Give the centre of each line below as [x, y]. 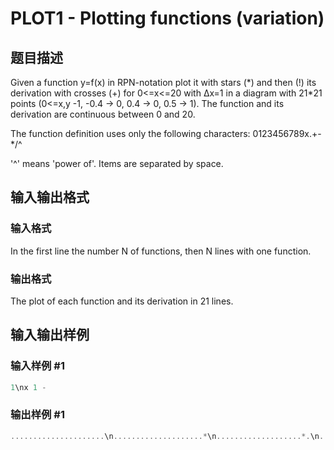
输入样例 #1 [37, 366]
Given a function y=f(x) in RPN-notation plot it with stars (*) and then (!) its [163, 82]
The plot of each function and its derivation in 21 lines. [122, 301]
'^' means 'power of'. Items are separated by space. [117, 163]
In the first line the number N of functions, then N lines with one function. [161, 251]
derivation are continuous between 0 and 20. [103, 114]
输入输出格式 [50, 197]
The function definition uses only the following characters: [130, 133]
